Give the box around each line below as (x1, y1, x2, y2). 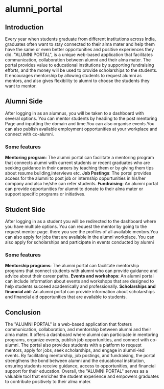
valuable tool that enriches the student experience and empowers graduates (5, 373, 159, 379)
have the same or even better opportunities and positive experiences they (5, 47, 154, 52)
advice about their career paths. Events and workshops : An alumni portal (5, 273, 154, 279)
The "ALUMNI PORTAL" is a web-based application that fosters (5, 321, 132, 327)
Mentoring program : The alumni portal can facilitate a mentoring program (5, 155, 154, 161)
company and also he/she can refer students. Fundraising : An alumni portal (5, 181, 158, 187)
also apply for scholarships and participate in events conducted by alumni (5, 239, 154, 245)
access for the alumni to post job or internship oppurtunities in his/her (5, 175, 146, 181)
